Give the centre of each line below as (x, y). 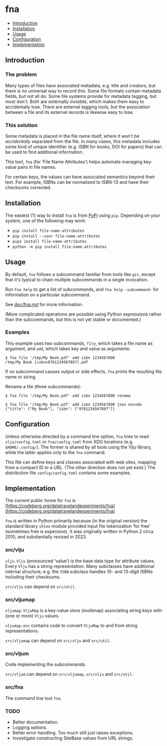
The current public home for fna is (40, 501)
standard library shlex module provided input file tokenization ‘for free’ (78, 526)
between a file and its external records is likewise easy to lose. (69, 112)
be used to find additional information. (44, 152)
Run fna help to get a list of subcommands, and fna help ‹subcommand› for (82, 289)
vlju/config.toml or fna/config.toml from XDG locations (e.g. (69, 441)
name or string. (21, 377)
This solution (21, 125)
